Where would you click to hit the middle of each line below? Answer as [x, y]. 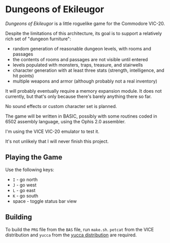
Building [19, 217]
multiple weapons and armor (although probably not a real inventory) [85, 81]
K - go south [25, 196]
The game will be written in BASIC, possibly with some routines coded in [81, 116]
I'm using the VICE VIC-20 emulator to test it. [52, 131]
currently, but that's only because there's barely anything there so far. [78, 96]
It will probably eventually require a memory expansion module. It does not [83, 91]
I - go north [25, 179]
